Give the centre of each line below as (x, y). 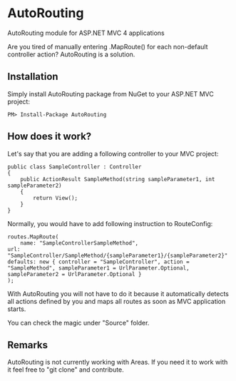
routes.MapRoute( (33, 237)
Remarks (28, 345)
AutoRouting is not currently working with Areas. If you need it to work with (118, 362)
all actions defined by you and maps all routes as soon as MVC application (117, 301)
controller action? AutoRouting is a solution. (71, 54)
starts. (17, 309)
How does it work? (50, 137)
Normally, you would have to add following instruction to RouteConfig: (110, 223)
